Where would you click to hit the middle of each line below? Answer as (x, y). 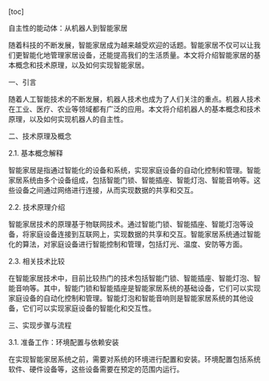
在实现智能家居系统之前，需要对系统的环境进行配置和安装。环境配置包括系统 (134, 359)
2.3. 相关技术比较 (37, 261)
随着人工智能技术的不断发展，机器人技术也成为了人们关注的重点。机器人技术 (134, 99)
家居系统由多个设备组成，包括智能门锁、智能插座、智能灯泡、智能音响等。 (131, 180)
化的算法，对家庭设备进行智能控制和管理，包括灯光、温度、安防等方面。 (127, 244)
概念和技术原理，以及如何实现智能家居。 (82, 65)
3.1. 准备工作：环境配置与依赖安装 (64, 342)
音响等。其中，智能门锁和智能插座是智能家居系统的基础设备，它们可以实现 (138, 288)
